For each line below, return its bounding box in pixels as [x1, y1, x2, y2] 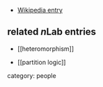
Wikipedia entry [17, 6, 63, 14]
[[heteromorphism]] [17, 45, 74, 53]
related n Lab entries [7, 26, 96, 38]
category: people [7, 71, 57, 79]
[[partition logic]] [17, 58, 66, 66]
